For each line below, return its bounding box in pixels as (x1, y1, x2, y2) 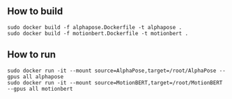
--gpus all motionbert (7, 85, 73, 92)
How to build (7, 6, 63, 17)
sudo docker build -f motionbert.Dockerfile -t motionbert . (7, 30, 189, 37)
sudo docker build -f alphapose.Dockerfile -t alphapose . (7, 24, 183, 30)
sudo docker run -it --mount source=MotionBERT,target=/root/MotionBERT (7, 79, 223, 86)
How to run (7, 48, 56, 61)
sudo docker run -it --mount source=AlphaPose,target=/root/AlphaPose (7, 67, 217, 74)
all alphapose (22, 73, 64, 80)
